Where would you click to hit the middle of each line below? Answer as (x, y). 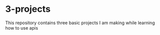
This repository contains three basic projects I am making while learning (80, 23)
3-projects (28, 9)
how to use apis (22, 28)
